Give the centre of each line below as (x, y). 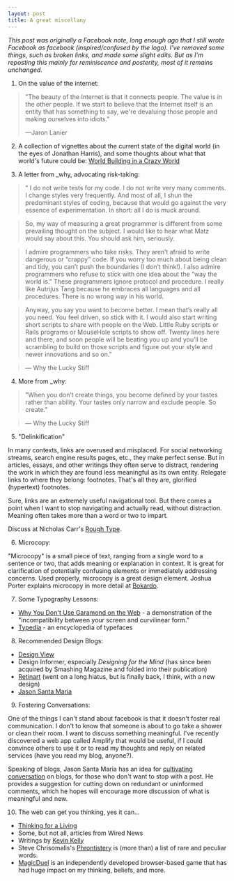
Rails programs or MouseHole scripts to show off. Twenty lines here (122, 332)
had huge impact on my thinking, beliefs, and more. (92, 870)
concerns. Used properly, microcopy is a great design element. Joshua (110, 578)
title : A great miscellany (47, 20)
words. (28, 855)
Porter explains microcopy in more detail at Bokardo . (83, 585)
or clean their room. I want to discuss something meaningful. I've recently (114, 733)
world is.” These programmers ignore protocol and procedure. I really (124, 281)
